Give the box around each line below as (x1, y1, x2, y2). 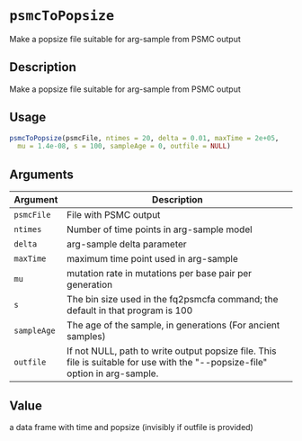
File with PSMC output (67, 209, 161, 221)
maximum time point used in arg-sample (67, 253, 238, 265)
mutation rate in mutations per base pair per (67, 267, 253, 280)
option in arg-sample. (67, 367, 159, 380)
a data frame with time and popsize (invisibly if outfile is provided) (9, 421, 253, 432)
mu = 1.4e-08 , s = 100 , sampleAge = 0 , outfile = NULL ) (17, 142, 231, 151)
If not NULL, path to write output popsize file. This (67, 345, 277, 357)
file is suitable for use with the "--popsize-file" (67, 356, 268, 369)
